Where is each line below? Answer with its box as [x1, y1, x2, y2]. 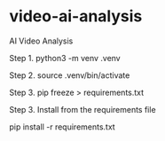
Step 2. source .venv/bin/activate [9, 69, 130, 81]
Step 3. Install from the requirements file [9, 104, 157, 114]
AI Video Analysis [9, 35, 74, 46]
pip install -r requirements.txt [9, 121, 115, 132]
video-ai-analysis [9, 6, 143, 27]
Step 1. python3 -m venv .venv [9, 52, 122, 63]
